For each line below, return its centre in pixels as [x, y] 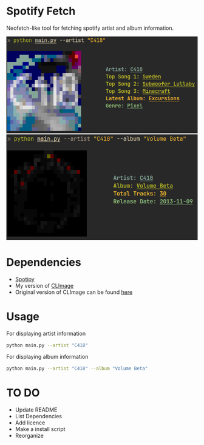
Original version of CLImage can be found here [74, 292]
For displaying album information [47, 357]
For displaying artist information [46, 333]
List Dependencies [39, 416]
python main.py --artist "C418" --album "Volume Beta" [77, 369]
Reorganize [29, 436]
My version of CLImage [44, 285]
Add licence [30, 423]
